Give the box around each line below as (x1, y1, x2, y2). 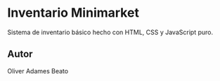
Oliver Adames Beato (7, 66, 69, 75)
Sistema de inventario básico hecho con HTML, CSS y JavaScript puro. (7, 28, 213, 36)
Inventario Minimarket (7, 5, 139, 21)
